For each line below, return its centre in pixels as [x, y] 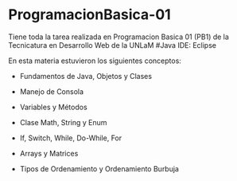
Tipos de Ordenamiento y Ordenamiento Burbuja [99, 168]
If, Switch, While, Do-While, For [71, 138]
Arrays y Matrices [49, 153]
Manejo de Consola [52, 91]
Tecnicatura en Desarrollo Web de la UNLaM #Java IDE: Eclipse [113, 45]
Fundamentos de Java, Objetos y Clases [86, 76]
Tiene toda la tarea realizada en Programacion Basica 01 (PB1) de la [118, 37]
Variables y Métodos [53, 107]
